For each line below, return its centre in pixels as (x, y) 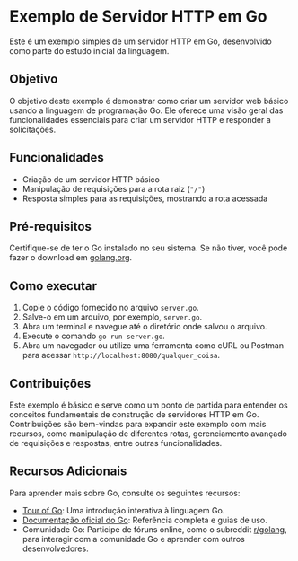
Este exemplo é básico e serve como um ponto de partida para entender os (149, 405)
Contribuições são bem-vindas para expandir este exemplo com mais (138, 424)
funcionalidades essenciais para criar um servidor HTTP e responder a (140, 119)
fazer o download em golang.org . (71, 258)
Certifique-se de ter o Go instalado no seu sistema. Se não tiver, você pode (149, 248)
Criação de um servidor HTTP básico (91, 179)
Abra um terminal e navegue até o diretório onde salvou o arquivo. (145, 327)
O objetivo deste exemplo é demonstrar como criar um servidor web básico (149, 101)
